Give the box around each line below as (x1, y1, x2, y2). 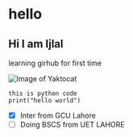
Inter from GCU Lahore (19, 110, 97, 120)
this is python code (8, 89, 78, 98)
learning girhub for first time (8, 58, 102, 68)
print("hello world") (8, 97, 81, 105)
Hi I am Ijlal (8, 37, 64, 51)
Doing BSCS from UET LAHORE (19, 120, 125, 130)
